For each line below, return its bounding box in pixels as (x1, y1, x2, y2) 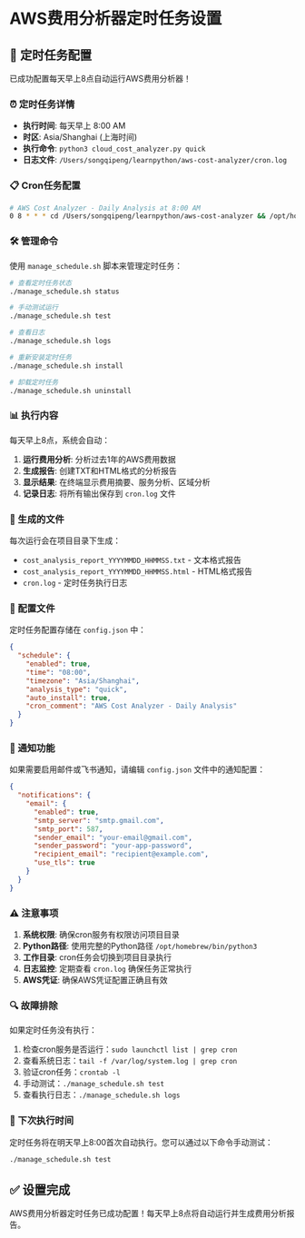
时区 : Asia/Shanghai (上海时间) (22, 132, 138, 143)
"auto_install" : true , (25, 693, 112, 702)
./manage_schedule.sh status (9, 287, 120, 296)
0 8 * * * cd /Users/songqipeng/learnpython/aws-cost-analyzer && (9, 212, 266, 221)
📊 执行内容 (9, 410, 59, 422)
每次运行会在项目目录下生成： (9, 535, 121, 546)
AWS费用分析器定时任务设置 (9, 8, 222, 29)
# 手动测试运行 (9, 303, 59, 312)
